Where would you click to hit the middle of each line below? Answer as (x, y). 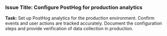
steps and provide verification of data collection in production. (69, 29)
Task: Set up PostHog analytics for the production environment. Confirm (80, 18)
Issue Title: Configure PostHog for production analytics (74, 7)
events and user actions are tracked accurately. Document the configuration (84, 23)
